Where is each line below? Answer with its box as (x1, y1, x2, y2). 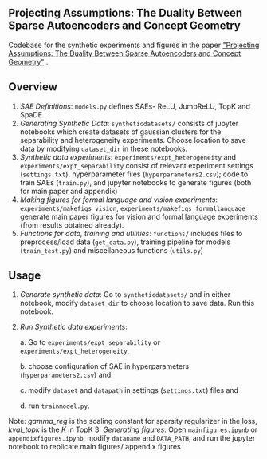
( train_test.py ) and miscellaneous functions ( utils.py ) (19, 245, 204, 255)
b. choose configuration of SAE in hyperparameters (19, 362, 190, 371)
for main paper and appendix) (19, 186, 118, 196)
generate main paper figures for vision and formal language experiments (19, 212, 259, 221)
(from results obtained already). (19, 220, 124, 230)
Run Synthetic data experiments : (19, 322, 128, 332)
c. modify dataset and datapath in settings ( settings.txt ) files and (19, 386, 239, 395)
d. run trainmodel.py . (19, 401, 90, 410)
